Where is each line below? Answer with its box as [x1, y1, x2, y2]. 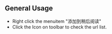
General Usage [5, 4, 53, 13]
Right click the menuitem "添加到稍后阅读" [12, 18, 102, 24]
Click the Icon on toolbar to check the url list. [12, 24, 107, 30]
